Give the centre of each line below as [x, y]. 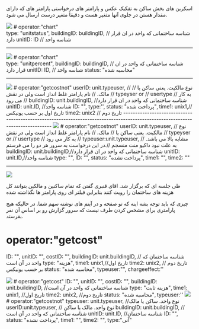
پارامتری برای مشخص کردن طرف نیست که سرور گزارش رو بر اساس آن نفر [91, 210]
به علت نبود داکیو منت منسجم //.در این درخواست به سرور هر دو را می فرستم [92, 145]
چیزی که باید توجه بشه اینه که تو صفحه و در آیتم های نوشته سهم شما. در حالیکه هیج [97, 204]
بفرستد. [15, 216]
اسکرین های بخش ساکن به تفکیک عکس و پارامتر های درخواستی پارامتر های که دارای [99, 8]
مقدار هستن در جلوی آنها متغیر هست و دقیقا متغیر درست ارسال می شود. [87, 15]
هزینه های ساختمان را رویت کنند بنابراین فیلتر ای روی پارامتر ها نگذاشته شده [90, 192]
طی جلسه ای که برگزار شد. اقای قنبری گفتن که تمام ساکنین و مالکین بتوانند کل [93, 186]
